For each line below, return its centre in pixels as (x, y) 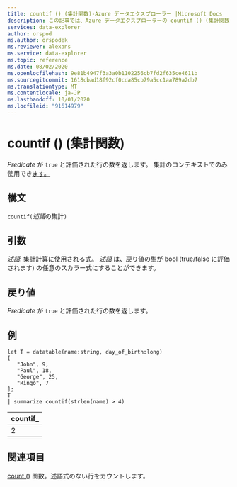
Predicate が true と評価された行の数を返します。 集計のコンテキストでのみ (117, 164)
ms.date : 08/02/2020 (38, 67)
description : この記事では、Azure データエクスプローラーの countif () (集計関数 (118, 21)
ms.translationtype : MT (42, 86)
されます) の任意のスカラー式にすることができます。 (83, 268)
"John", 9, (33, 365)
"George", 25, (37, 377)
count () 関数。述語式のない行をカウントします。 (79, 476)
